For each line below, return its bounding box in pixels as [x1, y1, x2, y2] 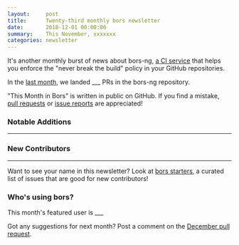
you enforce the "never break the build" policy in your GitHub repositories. [7, 64, 225, 73]
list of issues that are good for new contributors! [7, 174, 149, 182]
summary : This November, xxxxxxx [7, 30, 116, 38]
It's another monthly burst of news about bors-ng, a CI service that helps [7, 56, 222, 65]
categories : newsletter [7, 37, 78, 44]
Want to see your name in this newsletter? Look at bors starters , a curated [7, 167, 224, 175]
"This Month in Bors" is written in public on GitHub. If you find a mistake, [7, 92, 220, 100]
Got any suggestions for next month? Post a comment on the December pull [7, 222, 230, 231]
